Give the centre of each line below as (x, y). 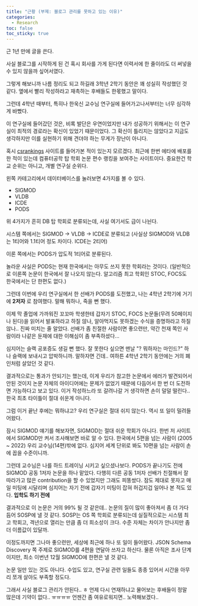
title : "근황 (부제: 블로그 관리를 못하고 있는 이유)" (64, 12)
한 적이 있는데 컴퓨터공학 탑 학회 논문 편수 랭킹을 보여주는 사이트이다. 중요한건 (96, 159)
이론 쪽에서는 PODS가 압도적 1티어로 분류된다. (59, 254)
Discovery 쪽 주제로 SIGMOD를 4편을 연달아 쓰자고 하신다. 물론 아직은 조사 (93, 550)
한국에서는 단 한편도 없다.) (36, 281)
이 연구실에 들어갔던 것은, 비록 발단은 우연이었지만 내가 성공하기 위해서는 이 (93, 124)
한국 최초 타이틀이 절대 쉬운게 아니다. (49, 398)
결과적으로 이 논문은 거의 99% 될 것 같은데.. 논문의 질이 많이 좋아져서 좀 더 (92, 508)
